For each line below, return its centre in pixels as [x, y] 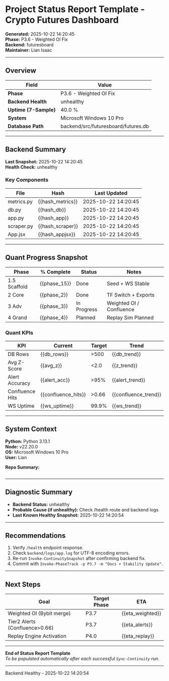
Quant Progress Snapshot [47, 258]
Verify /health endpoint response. [48, 548]
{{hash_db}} [52, 209]
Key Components [27, 180]
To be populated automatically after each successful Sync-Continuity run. [82, 659]
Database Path [26, 126]
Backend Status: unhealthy [41, 504]
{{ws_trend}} [127, 406]
